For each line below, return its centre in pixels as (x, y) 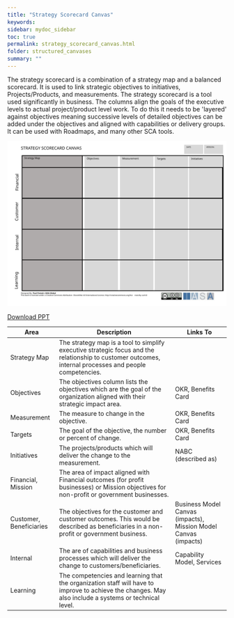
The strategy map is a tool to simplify (112, 342)
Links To (200, 332)
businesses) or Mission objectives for (112, 487)
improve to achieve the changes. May (112, 590)
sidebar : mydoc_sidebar (42, 29)
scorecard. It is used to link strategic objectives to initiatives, (94, 86)
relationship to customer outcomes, (110, 357)
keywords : (22, 22)
